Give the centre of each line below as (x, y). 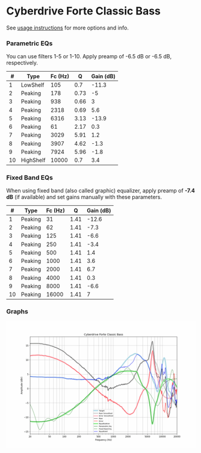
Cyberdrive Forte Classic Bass (84, 11)
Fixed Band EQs (29, 177)
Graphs (17, 312)
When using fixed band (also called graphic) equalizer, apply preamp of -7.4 (101, 191)
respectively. (22, 63)
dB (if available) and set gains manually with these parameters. (84, 197)
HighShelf (33, 160)
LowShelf (32, 85)
